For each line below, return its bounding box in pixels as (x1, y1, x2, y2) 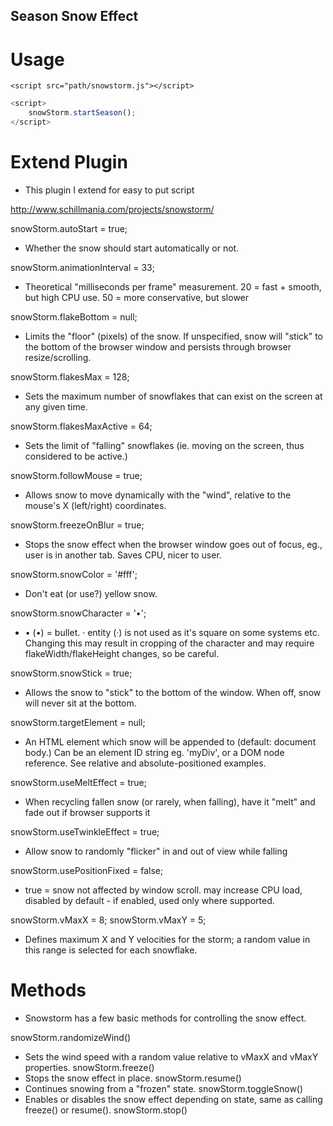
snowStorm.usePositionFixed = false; (10, 864, 164, 876)
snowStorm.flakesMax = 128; (10, 370, 130, 383)
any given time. (24, 400, 88, 413)
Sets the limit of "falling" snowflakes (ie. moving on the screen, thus (24, 439, 305, 451)
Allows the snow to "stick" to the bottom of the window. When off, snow (24, 686, 322, 698)
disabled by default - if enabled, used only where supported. (24, 894, 275, 906)
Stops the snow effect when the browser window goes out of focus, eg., (24, 538, 323, 550)
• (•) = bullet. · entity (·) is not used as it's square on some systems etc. (24, 626, 320, 638)
